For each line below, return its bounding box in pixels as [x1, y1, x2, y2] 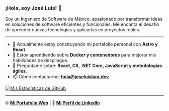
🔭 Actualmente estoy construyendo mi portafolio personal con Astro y [12, 41, 158, 47]
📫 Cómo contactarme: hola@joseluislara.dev [12, 74, 109, 80]
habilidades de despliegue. [12, 58, 69, 64]
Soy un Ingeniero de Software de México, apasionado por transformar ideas [5, 16, 162, 22]
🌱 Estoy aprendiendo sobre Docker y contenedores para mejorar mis [12, 52, 156, 58]
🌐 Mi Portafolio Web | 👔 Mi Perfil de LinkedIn [5, 100, 100, 106]
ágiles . [12, 68, 27, 74]
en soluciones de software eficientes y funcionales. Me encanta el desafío [5, 21, 159, 27]
